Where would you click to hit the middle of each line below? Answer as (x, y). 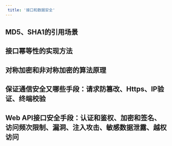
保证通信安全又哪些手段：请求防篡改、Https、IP (81, 89)
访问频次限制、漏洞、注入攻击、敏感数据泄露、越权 (86, 127)
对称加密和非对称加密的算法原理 (56, 70)
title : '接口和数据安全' (31, 10)
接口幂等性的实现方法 (39, 51)
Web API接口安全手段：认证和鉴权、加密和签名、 (83, 118)
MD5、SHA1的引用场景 (42, 32)
